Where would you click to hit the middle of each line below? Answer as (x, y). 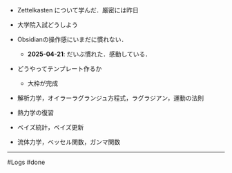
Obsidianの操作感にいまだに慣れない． (72, 39)
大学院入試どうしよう (47, 25)
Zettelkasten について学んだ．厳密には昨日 (78, 10)
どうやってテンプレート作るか (59, 69)
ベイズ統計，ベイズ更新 (50, 127)
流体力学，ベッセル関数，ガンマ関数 (69, 142)
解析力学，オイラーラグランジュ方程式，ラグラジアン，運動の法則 (110, 98)
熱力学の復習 (35, 113)
